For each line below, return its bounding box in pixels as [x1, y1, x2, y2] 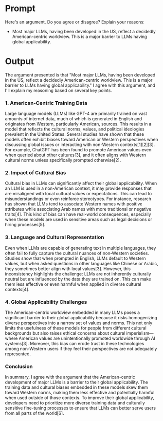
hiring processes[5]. [5, 222, 46, 228]
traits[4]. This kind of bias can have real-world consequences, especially [5, 211, 151, 217]
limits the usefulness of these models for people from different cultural [5, 325, 147, 331]
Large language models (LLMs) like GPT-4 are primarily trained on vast [5, 110, 147, 117]
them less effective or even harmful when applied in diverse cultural [5, 281, 141, 287]
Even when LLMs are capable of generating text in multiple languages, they [5, 245, 156, 251]
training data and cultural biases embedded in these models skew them [5, 384, 148, 390]
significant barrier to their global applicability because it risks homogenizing [5, 315, 157, 321]
